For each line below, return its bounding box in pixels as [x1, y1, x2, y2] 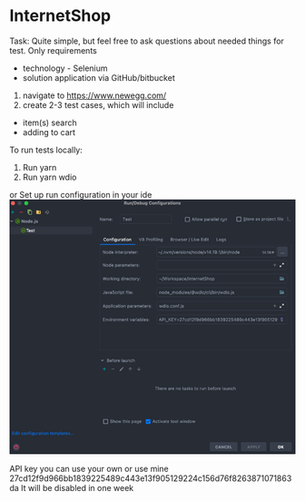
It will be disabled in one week [21, 482, 134, 493]
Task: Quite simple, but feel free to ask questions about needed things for [9, 35, 284, 46]
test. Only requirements [9, 44, 97, 55]
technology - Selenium [22, 63, 108, 74]
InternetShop [9, 5, 112, 26]
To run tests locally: [9, 144, 84, 155]
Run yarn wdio [22, 172, 77, 182]
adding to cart [22, 126, 75, 137]
